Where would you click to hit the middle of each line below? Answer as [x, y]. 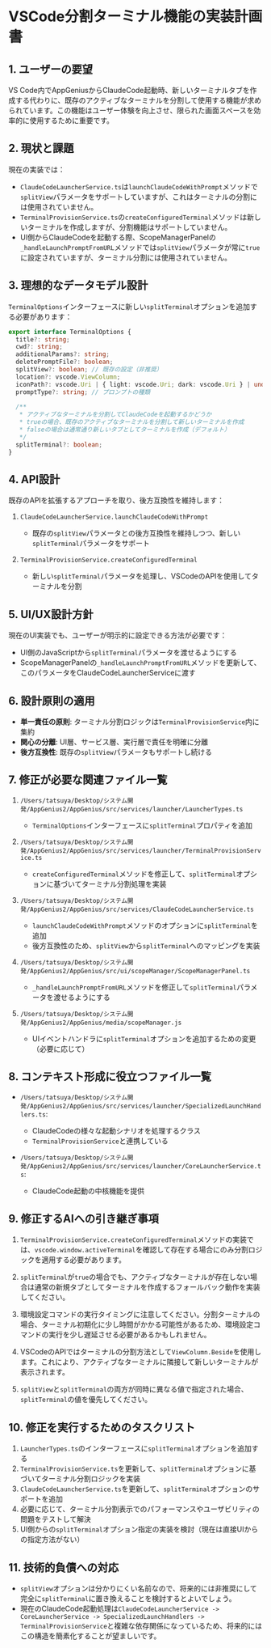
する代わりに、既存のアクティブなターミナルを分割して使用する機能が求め [138, 100]
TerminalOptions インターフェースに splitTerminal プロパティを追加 [142, 825]
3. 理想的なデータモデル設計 [78, 285]
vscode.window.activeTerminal [85, 1251]
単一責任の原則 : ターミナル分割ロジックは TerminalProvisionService [133, 722]
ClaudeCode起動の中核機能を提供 [88, 1191]
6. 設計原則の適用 [52, 701]
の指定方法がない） [52, 1540]
